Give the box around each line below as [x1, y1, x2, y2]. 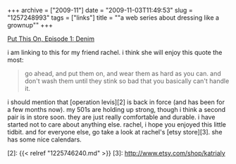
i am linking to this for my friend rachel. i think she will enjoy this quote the [7, 49, 223, 56]
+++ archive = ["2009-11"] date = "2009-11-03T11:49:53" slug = [7, 6, 193, 14]
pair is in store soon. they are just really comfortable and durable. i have [7, 113, 216, 121]
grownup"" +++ [7, 21, 53, 29]
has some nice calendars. [7, 135, 82, 144]
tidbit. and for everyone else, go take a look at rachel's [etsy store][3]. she [7, 128, 223, 136]
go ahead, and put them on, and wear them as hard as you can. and [24, 70, 222, 77]
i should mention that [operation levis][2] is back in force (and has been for [7, 98, 225, 106]
